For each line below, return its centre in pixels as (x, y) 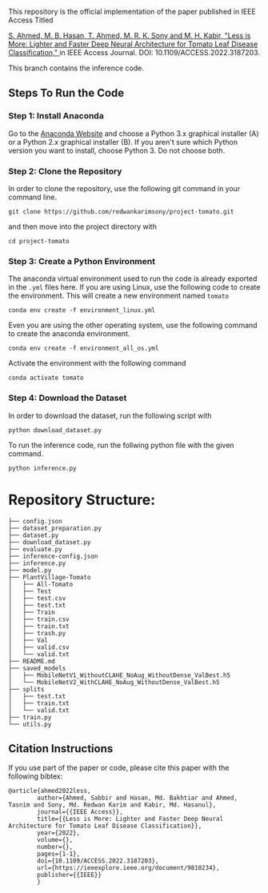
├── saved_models (37, 668)
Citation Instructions (61, 749)
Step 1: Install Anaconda (56, 116)
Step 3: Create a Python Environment (82, 261)
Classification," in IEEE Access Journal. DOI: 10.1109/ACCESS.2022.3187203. (134, 52)
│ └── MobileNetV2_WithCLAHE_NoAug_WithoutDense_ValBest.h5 (114, 682)
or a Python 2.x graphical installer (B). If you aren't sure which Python (123, 142)
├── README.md (32, 661)
